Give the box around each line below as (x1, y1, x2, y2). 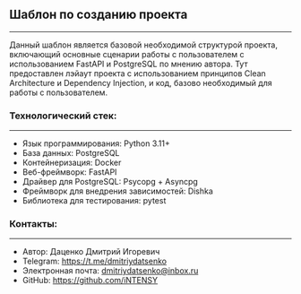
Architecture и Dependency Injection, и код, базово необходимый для (9, 77, 272, 88)
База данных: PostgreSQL (21, 148, 120, 159)
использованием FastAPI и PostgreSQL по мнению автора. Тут (9, 58, 248, 69)
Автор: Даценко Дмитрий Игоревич (21, 246, 160, 257)
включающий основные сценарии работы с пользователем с (9, 48, 245, 59)
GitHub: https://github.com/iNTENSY (21, 275, 159, 286)
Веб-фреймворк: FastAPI (21, 167, 117, 177)
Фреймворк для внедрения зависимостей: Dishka (21, 186, 213, 196)
